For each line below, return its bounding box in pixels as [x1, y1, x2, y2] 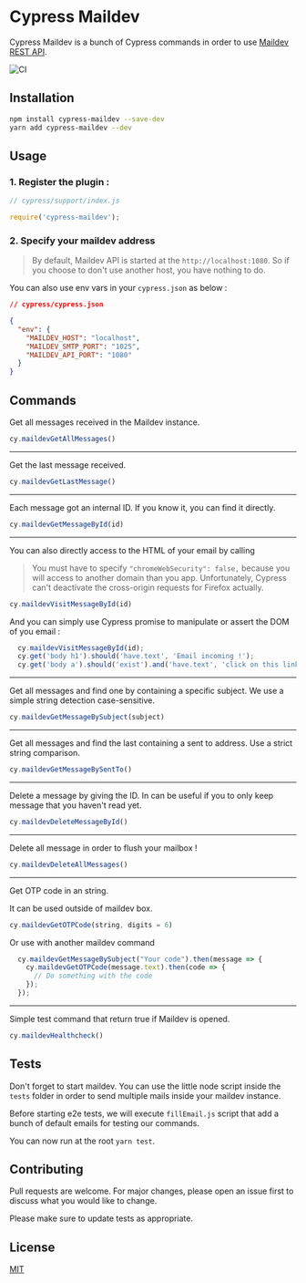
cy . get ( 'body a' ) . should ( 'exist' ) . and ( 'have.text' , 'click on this [17, 660, 280, 669]
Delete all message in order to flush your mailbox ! [9, 842, 198, 854]
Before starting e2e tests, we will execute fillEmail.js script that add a [9, 1108, 280, 1119]
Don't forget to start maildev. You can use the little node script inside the [9, 1081, 281, 1092]
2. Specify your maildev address [9, 234, 156, 247]
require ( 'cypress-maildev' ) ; [9, 212, 120, 222]
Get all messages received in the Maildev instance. [9, 417, 200, 428]
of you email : [9, 626, 61, 636]
